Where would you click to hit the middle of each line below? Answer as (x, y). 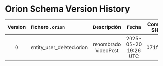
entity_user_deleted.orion (59, 47)
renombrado (107, 44)
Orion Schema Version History (67, 9)
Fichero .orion (48, 27)
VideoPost (107, 50)
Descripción (107, 27)
